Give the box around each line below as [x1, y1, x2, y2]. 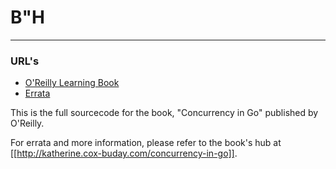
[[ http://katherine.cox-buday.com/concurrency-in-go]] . [10, 147, 238, 160]
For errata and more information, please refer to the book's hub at [10, 137, 282, 149]
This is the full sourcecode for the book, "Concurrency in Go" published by [10, 107, 319, 119]
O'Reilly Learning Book [24, 77, 120, 89]
